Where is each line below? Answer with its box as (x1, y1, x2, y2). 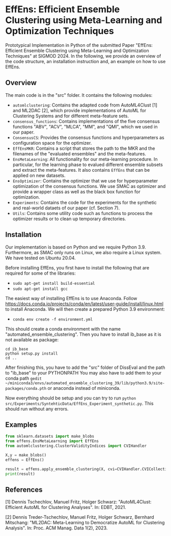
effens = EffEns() (5, 457, 44, 462)
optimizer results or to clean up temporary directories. (12, 216, 126, 222)
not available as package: (5, 336, 59, 342)
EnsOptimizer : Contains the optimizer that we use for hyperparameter (12, 177, 158, 184)
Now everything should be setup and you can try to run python (5, 395, 136, 401)
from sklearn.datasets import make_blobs (5, 434, 95, 439)
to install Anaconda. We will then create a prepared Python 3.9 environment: (5, 306, 165, 312)
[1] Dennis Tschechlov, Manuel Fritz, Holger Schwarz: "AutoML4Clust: (5, 499, 152, 505)
